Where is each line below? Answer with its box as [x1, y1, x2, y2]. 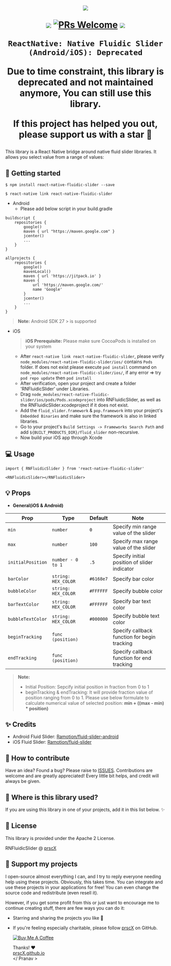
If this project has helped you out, [13, 118, 158, 130]
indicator [112, 565, 134, 572]
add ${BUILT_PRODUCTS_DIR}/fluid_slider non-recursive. [20, 429, 139, 435]
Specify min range [112, 523, 157, 530]
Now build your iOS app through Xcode [20, 435, 103, 441]
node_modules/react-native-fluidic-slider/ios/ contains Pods [20, 359, 153, 365]
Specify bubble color [112, 587, 163, 594]
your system [25, 343, 52, 349]
